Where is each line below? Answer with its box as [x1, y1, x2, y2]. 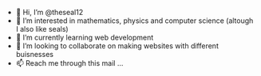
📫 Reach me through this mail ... [15, 59, 124, 67]
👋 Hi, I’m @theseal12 [15, 8, 84, 17]
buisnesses [15, 50, 54, 59]
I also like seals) [15, 25, 69, 33]
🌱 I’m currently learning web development [15, 32, 154, 42]
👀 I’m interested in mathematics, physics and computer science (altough [15, 16, 254, 25]
